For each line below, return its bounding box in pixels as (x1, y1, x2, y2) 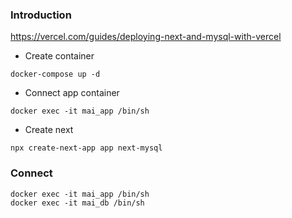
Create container (24, 50, 95, 62)
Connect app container (24, 87, 120, 99)
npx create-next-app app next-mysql (10, 143, 163, 153)
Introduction (10, 8, 72, 22)
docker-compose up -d (10, 69, 101, 80)
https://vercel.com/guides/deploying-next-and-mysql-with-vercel (10, 31, 282, 43)
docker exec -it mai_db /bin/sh (10, 198, 145, 208)
